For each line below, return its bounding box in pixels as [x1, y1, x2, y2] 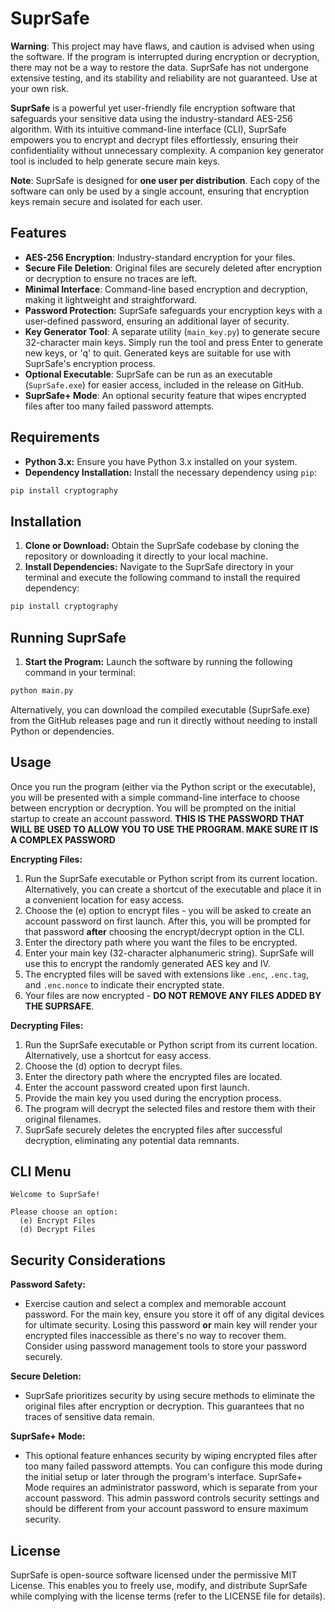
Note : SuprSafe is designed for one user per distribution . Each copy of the [10, 174, 320, 186]
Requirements [10, 429, 100, 446]
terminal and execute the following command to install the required [24, 572, 301, 584]
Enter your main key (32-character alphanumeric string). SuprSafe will [24, 947, 315, 959]
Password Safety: [10, 1278, 86, 1291]
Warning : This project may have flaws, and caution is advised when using [10, 40, 315, 52]
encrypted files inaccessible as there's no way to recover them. [24, 1330, 287, 1342]
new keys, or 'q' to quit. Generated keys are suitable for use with [24, 347, 291, 359]
